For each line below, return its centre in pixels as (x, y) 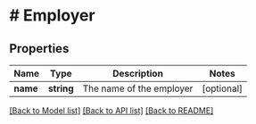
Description (138, 74)
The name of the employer (138, 88)
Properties (39, 49)
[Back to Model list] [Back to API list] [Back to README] (111, 111)
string (61, 88)
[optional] (223, 88)
